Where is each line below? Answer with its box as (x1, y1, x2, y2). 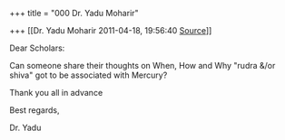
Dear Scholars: (9, 42, 65, 53)
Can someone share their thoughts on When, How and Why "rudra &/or (9, 61, 276, 70)
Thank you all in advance (9, 88, 103, 98)
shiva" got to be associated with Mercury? (9, 70, 168, 80)
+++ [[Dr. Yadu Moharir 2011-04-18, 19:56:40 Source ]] (9, 25, 212, 35)
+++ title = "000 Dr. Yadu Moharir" (9, 8, 139, 18)
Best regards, (9, 105, 60, 116)
